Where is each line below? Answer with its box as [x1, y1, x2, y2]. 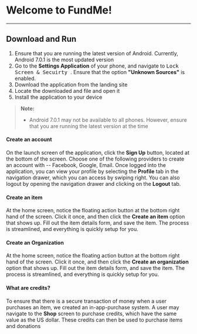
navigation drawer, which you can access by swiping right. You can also [6, 174, 180, 181]
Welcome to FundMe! [6, 4, 113, 17]
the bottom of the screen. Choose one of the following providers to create [6, 155, 185, 162]
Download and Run [6, 34, 77, 44]
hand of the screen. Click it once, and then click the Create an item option [6, 213, 185, 221]
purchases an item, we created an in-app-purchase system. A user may [6, 303, 179, 310]
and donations [6, 322, 41, 329]
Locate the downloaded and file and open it [14, 87, 120, 94]
